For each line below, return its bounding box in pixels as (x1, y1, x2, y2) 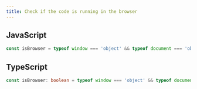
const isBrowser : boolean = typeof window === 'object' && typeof (6, 77, 172, 84)
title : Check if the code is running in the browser (6, 8, 138, 15)
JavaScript (6, 30, 47, 40)
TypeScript (6, 62, 48, 72)
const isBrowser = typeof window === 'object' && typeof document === (6, 46, 182, 52)
